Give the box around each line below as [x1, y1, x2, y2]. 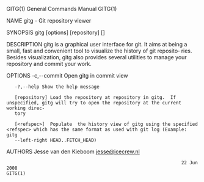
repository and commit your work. [6, 60, 92, 67]
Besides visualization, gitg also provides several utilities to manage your [6, 54, 188, 60]
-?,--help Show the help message [14, 84, 100, 90]
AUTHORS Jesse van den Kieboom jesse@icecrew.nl [6, 148, 140, 155]
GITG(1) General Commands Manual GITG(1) [6, 5, 117, 12]
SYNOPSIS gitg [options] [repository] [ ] [6, 29, 105, 36]
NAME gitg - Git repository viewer [6, 17, 92, 24]
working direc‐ [6, 105, 45, 111]
